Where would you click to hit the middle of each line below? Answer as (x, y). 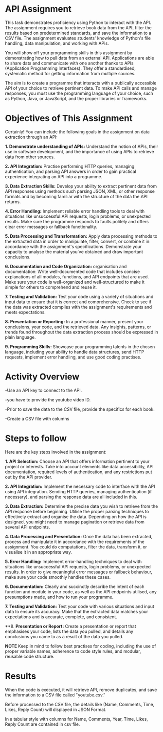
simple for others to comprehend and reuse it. (51, 287)
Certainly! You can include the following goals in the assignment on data (77, 132)
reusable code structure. (30, 656)
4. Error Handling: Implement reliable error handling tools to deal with (75, 211)
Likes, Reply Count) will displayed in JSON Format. (56, 710)
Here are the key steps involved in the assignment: (56, 452)
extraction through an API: (31, 137)
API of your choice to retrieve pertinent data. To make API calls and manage (81, 88)
